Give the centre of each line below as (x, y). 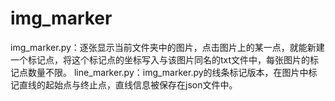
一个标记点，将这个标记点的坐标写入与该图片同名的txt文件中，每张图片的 (160, 59)
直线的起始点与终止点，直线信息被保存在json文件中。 (128, 84)
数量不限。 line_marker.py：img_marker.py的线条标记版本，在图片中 (168, 72)
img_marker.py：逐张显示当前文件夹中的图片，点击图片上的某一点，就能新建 (167, 47)
